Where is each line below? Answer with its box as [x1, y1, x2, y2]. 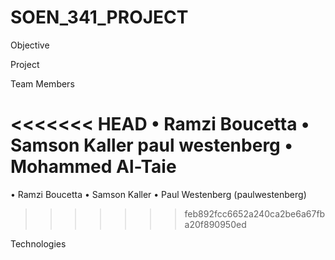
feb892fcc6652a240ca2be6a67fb [184, 207, 326, 220]
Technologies [10, 237, 67, 250]
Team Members [10, 77, 75, 90]
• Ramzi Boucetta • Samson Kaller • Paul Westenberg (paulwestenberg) [10, 188, 307, 200]
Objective [10, 39, 50, 51]
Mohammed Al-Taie [10, 156, 177, 178]
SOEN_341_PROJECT [10, 6, 189, 29]
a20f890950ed [184, 218, 247, 230]
